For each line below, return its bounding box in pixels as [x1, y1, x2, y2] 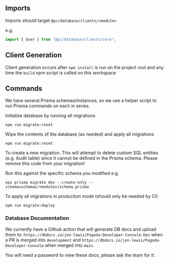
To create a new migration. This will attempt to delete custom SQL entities [5, 150, 159, 156]
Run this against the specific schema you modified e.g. [5, 170, 120, 176]
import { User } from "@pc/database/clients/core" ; [5, 37, 116, 42]
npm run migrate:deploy [5, 203, 55, 208]
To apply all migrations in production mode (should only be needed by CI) [5, 193, 158, 200]
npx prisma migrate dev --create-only [5, 180, 87, 185]
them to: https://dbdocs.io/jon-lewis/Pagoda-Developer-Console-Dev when [5, 231, 163, 237]
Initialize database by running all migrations [5, 113, 96, 119]
